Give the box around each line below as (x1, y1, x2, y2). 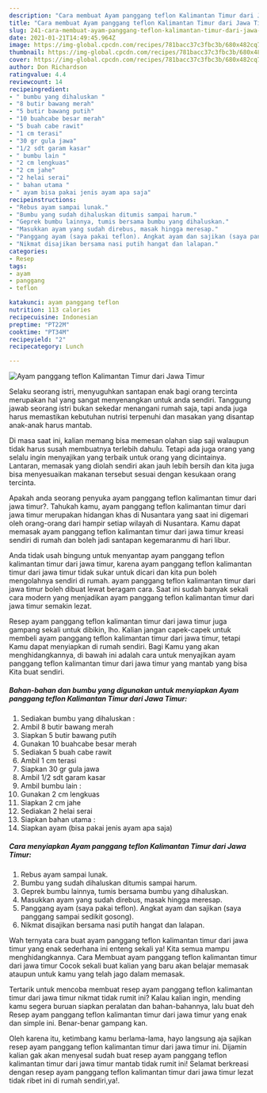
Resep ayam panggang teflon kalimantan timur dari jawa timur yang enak (9, 1010, 247, 1019)
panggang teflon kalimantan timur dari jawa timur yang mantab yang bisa (9, 659, 248, 668)
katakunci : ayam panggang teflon (9, 299, 120, 307)
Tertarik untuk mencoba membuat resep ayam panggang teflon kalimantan (9, 984, 253, 995)
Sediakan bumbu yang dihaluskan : (20, 714, 135, 724)
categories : (9, 247, 48, 255)
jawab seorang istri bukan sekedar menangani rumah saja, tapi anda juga (9, 403, 248, 413)
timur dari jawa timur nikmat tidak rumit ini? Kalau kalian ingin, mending (9, 993, 241, 1003)
